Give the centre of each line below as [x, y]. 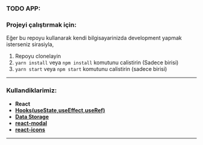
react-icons [30, 129]
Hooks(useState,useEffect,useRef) [60, 110]
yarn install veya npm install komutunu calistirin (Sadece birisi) [97, 62]
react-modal [31, 123]
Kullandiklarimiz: [32, 90]
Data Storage [32, 116]
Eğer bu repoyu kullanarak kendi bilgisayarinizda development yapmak [94, 38]
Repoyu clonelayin [38, 56]
